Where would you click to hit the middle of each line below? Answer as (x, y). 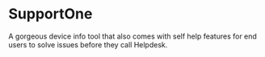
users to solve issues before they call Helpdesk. (88, 44)
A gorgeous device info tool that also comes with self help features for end (132, 36)
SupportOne (50, 14)
